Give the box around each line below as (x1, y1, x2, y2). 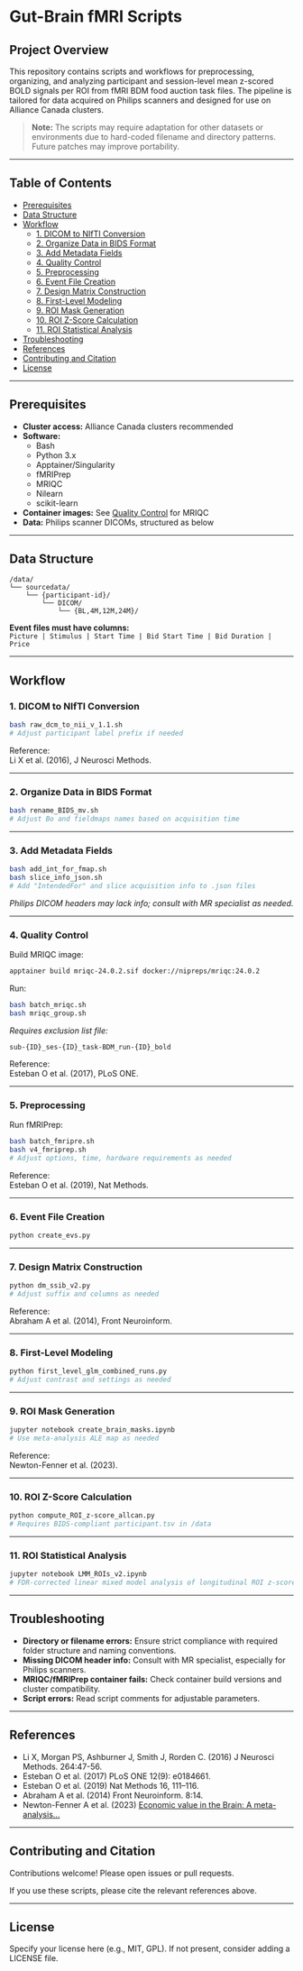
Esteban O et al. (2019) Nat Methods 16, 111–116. (22, 1780, 199, 1791)
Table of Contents (9, 176, 113, 191)
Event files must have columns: (9, 622, 130, 633)
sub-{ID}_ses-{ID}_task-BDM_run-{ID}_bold (9, 1042, 171, 1051)
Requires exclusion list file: (9, 1025, 108, 1036)
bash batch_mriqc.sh (9, 1001, 87, 1010)
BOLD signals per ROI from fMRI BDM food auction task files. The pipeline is (9, 86, 292, 96)
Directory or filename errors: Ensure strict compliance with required (22, 1635, 278, 1646)
